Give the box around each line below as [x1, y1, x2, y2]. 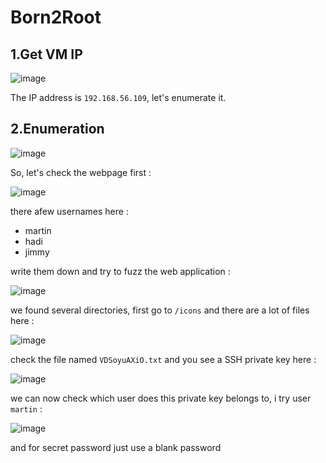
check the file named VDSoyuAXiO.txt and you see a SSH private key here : [10, 353, 317, 365]
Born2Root [10, 6, 102, 29]
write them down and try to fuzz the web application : [10, 265, 231, 277]
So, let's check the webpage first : [10, 166, 152, 178]
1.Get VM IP [10, 46, 83, 63]
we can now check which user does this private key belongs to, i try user [10, 392, 312, 404]
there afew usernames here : [10, 205, 129, 217]
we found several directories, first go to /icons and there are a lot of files [10, 304, 310, 316]
